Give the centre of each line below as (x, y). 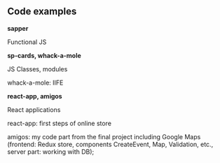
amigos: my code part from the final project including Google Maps (104, 136)
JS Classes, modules (37, 69)
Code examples (42, 12)
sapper (18, 28)
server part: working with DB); (51, 151)
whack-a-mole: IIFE (35, 83)
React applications (34, 109)
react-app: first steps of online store (60, 123)
